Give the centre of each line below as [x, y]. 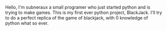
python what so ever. [27, 23]
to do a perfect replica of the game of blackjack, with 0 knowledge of [77, 18]
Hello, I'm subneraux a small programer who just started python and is [78, 7]
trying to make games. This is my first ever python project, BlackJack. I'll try [84, 12]
